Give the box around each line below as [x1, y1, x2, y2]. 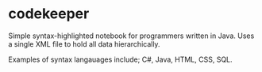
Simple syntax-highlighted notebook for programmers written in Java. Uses [8, 31, 255, 40]
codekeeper [8, 5, 90, 23]
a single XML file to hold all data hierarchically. [8, 39, 160, 48]
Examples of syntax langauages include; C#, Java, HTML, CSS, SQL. [8, 55, 233, 64]
